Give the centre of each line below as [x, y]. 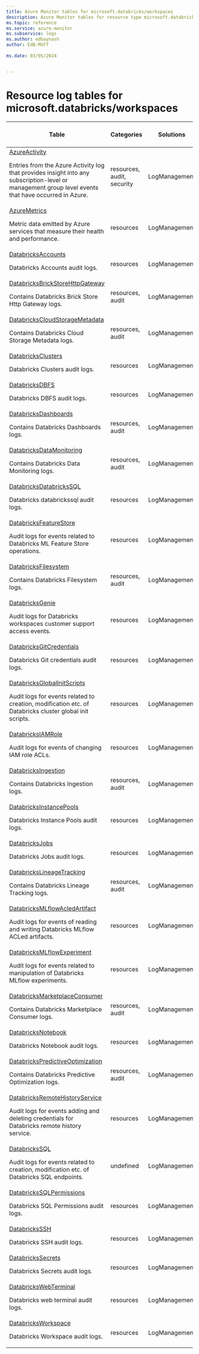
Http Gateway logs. [36, 304]
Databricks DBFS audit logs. [48, 398]
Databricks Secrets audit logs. [51, 1271]
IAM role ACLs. [30, 755]
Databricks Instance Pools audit [53, 820]
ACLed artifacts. [32, 936]
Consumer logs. [31, 1016]
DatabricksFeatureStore [42, 523]
